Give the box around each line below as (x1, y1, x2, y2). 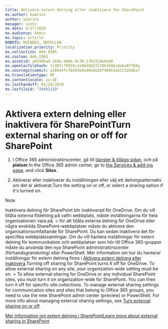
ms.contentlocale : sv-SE (5, 77, 57, 82)
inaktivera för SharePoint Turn (5, 119, 131, 130)
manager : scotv (5, 21, 37, 27)
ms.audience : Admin (5, 31, 46, 36)
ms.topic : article (5, 36, 44, 41)
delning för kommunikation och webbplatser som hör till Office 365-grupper (5, 239, 162, 245)
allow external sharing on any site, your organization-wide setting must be (5, 266, 158, 272)
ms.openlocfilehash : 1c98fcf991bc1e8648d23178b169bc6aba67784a (5, 63, 140, 68)
